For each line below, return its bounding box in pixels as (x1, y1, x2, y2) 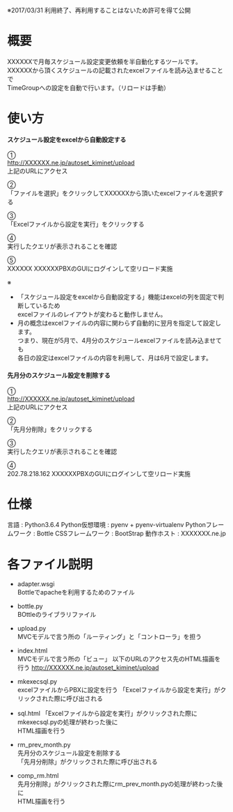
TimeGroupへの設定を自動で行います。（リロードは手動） (7, 83, 170, 92)
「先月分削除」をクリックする (7, 424, 93, 434)
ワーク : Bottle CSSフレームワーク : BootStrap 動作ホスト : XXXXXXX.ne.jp (13, 529, 226, 538)
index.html (17, 647, 48, 655)
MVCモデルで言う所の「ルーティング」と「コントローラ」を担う (17, 633, 202, 641)
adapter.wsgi (17, 580, 55, 588)
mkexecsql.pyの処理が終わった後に (17, 718, 118, 726)
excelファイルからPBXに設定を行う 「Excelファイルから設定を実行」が (17, 686, 220, 694)
